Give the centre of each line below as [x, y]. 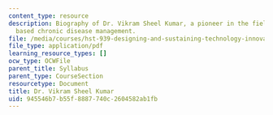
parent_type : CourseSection [56, 76]
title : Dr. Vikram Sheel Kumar [61, 91]
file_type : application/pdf [56, 46]
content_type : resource [49, 16]
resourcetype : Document [49, 83]
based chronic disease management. [76, 31]
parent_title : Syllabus [49, 69]
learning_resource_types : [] [58, 53]
